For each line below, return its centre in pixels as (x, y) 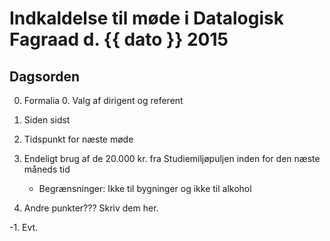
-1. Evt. (24, 227)
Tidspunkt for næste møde (78, 139)
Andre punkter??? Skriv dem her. (91, 208)
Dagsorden (45, 76)
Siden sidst (47, 120)
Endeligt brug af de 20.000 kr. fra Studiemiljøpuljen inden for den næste (172, 158)
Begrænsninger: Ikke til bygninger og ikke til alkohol (145, 188)
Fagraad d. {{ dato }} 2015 (119, 39)
